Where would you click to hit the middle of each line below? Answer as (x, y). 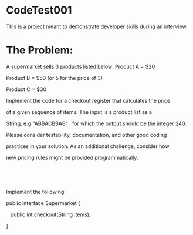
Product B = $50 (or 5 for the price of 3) (54, 78)
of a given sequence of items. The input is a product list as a (79, 112)
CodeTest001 (39, 10)
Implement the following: (36, 192)
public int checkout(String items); (50, 214)
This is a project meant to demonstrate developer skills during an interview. (97, 26)
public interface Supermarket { (43, 203)
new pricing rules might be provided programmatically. (72, 157)
